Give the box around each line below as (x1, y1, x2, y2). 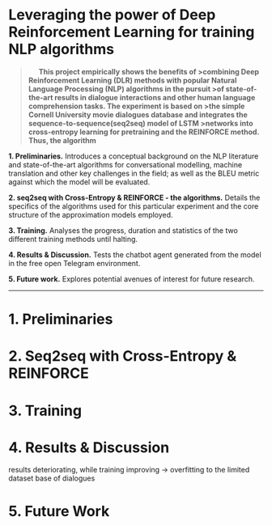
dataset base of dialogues (8, 473, 96, 483)
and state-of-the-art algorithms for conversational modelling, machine (8, 159, 243, 169)
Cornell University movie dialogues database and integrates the (28, 109, 249, 119)
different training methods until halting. (8, 234, 138, 243)
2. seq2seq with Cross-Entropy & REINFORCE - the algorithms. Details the (8, 193, 261, 202)
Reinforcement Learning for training (8, 23, 255, 41)
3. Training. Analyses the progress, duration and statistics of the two (8, 225, 239, 235)
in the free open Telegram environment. (8, 258, 141, 268)
